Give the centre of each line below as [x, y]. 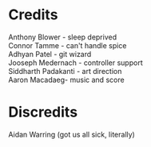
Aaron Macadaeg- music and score [67, 80]
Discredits [43, 112]
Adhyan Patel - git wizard [50, 54]
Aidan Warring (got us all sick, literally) [72, 134]
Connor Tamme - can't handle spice [68, 45]
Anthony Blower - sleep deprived [63, 37]
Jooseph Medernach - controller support [75, 63]
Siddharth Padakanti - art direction [65, 71]
